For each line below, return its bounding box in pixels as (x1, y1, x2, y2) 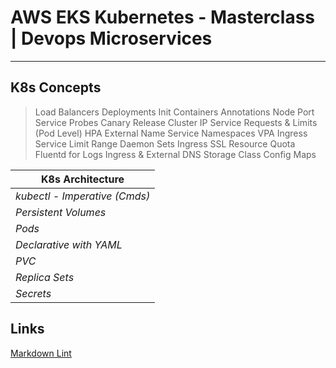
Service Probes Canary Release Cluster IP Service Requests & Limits (34, 116, 318, 128)
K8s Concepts (10, 79, 102, 96)
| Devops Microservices (10, 27, 213, 50)
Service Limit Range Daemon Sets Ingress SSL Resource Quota (34, 137, 296, 150)
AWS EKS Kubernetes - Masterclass (10, 6, 316, 29)
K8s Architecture (41, 172, 125, 186)
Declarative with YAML (15, 237, 123, 251)
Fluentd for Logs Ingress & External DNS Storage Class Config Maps (34, 148, 317, 160)
